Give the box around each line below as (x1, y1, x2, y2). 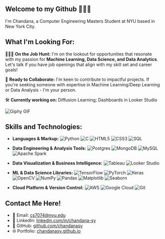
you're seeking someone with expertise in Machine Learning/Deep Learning (5, 81, 160, 87)
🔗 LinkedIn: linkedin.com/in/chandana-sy (12, 218, 96, 224)
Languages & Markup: (12, 136, 59, 142)
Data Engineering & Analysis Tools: (12, 145, 87, 151)
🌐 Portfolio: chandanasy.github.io (12, 228, 81, 234)
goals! (5, 66, 18, 72)
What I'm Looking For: (5, 38, 75, 46)
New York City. (5, 23, 36, 29)
